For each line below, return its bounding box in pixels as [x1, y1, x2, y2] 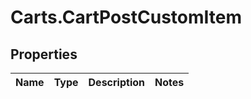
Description [88, 76, 145, 89]
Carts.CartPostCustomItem [10, 6, 243, 29]
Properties [10, 46, 78, 63]
